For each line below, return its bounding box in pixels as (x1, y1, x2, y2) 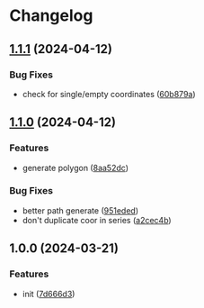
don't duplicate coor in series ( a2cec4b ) (22, 214, 173, 225)
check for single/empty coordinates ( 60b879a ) (22, 88, 196, 99)
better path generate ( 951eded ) (22, 204, 139, 216)
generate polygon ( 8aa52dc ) (22, 162, 129, 173)
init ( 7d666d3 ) (22, 288, 75, 299)
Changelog (9, 5, 93, 26)
